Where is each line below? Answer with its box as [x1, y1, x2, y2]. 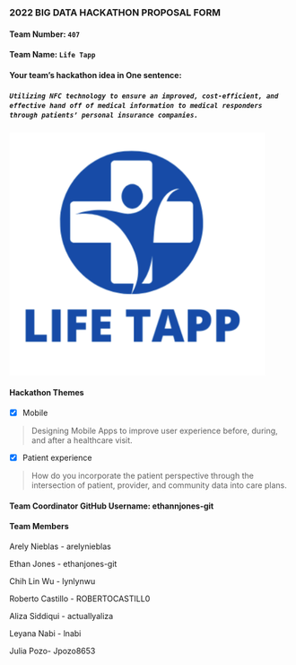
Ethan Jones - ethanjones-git [9, 558, 118, 569]
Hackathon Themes [9, 387, 84, 398]
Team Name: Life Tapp [9, 49, 96, 60]
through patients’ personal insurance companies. [9, 111, 199, 120]
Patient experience [22, 452, 92, 463]
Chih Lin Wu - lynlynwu [9, 575, 96, 586]
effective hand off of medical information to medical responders [9, 102, 263, 111]
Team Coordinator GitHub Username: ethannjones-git [9, 501, 214, 511]
